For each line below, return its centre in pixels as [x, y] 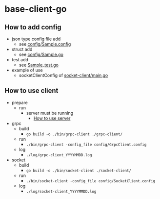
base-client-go [36, 9]
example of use [27, 70]
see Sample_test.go [39, 65]
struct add [22, 49]
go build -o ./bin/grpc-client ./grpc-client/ [74, 134]
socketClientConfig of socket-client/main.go [63, 75]
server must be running [50, 113]
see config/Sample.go [41, 54]
